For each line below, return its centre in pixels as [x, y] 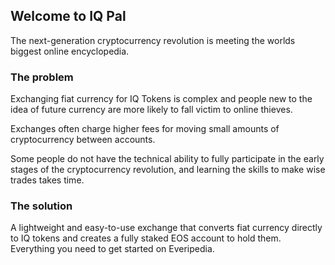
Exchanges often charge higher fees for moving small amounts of [145, 129]
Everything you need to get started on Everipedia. [112, 249]
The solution [41, 206]
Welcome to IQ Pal [68, 16]
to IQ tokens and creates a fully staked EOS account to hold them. [146, 238]
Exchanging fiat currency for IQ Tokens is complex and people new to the [161, 99]
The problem [42, 77]
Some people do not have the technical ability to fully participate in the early [167, 159]
